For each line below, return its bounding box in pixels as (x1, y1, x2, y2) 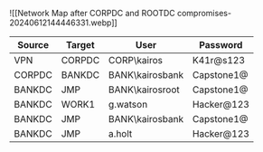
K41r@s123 (193, 54, 246, 66)
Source (17, 39, 50, 51)
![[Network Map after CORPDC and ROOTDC (9, 8, 176, 18)
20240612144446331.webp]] (9, 17, 117, 28)
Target (66, 39, 95, 51)
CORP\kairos (108, 54, 163, 66)
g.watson (108, 99, 148, 110)
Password (198, 39, 243, 51)
